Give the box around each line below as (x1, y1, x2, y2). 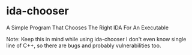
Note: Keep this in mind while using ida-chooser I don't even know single (6, 35, 187, 42)
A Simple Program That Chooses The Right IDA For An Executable (6, 24, 169, 31)
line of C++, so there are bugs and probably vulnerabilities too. (6, 42, 161, 49)
